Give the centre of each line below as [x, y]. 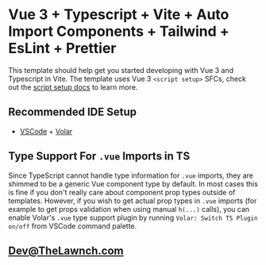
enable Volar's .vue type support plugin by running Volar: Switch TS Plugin [133, 217]
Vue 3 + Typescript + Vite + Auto [119, 15]
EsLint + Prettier [62, 48]
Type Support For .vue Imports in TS [99, 156]
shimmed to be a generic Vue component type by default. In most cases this [133, 183]
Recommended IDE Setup [73, 112]
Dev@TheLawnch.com [66, 250]
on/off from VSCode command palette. [73, 226]
